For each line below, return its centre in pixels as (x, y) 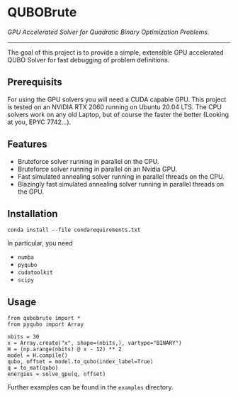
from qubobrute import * (44, 319)
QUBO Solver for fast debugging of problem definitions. (89, 60)
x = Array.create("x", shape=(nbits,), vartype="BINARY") (95, 343)
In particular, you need (40, 243)
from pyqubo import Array (45, 325)
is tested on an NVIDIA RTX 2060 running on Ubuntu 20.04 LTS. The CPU (114, 106)
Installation (33, 214)
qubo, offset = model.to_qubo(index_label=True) (80, 362)
